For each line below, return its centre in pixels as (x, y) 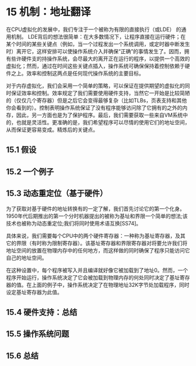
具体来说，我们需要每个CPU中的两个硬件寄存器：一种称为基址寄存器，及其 (96, 235)
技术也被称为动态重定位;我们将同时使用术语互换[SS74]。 (74, 223)
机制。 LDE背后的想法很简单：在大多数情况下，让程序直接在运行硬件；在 (98, 36)
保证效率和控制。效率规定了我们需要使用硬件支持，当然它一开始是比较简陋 (100, 93)
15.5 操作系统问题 (38, 334)
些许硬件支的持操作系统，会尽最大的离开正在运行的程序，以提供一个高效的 (100, 59)
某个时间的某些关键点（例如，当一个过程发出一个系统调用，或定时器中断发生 (98, 44)
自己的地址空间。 (27, 258)
